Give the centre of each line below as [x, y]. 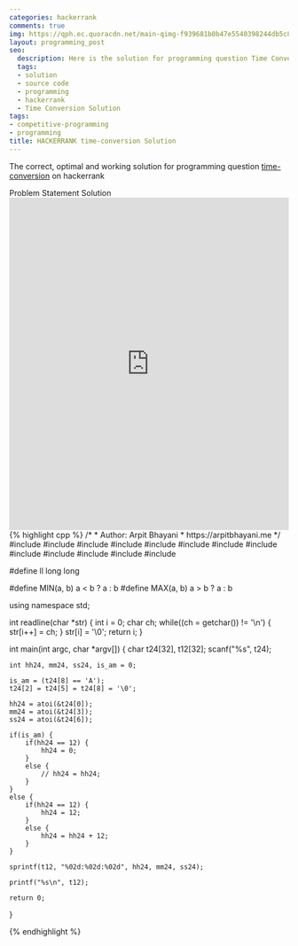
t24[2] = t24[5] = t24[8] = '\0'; [73, 688]
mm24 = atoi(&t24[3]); [51, 711]
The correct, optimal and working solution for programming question [134, 166]
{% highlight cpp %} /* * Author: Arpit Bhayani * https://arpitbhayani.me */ [145, 535]
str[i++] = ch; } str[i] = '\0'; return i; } [76, 631]
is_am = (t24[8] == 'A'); [57, 680]
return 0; [27, 898]
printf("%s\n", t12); [49, 882]
